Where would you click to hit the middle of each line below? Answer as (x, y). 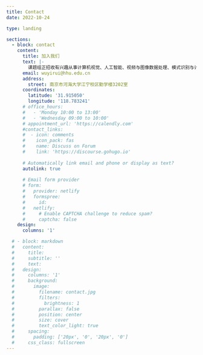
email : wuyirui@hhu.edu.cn (56, 73)
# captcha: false (50, 219)
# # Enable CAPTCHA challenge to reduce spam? (87, 213)
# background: (35, 281)
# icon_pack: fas (48, 141)
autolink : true (41, 169)
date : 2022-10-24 (28, 18)
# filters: (36, 298)
